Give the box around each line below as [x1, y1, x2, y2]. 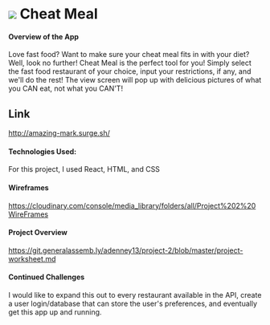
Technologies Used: [8, 146, 77, 156]
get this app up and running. [8, 307, 102, 317]
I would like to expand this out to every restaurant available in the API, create [8, 290, 262, 300]
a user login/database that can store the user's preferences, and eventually [8, 299, 258, 309]
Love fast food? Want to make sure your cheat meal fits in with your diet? [8, 50, 250, 59]
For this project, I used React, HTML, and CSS [8, 165, 161, 174]
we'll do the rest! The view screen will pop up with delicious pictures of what [8, 75, 262, 85]
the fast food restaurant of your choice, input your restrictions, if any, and [8, 67, 252, 76]
